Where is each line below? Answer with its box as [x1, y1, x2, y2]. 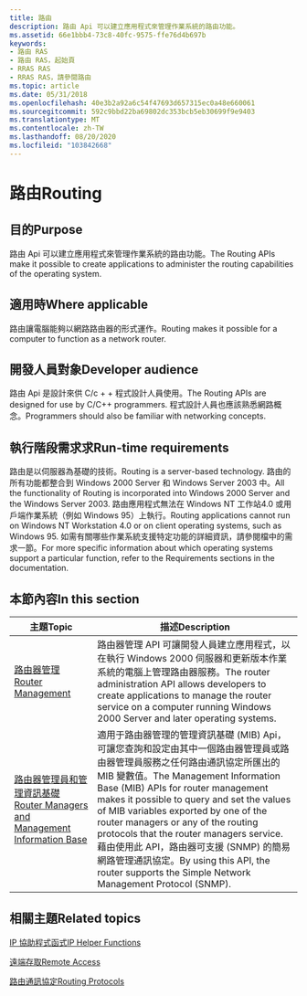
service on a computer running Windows [97, 701, 272, 713]
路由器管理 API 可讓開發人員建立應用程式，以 [97, 639, 291, 651]
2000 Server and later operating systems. [97, 712, 277, 725]
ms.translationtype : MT [9, 115, 101, 124]
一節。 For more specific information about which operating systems [16, 543, 274, 554]
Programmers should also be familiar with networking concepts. [26, 410, 267, 421]
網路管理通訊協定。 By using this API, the [97, 854, 271, 866]
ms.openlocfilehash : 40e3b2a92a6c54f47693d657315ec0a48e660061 [9, 98, 256, 108]
